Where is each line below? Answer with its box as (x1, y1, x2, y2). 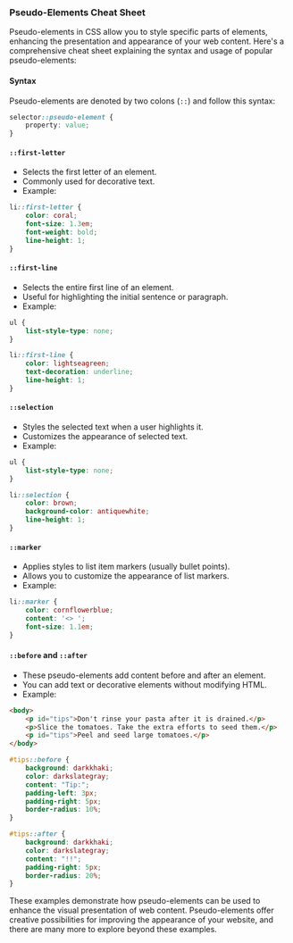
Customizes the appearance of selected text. (21, 430, 188, 441)
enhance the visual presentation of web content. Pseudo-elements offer (9, 905, 274, 916)
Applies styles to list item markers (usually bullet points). (21, 561, 230, 572)
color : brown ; (25, 498, 78, 508)
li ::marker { (9, 597, 58, 606)
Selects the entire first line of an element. (21, 281, 174, 292)
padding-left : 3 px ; (25, 789, 98, 797)
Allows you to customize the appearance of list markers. (21, 571, 230, 581)
